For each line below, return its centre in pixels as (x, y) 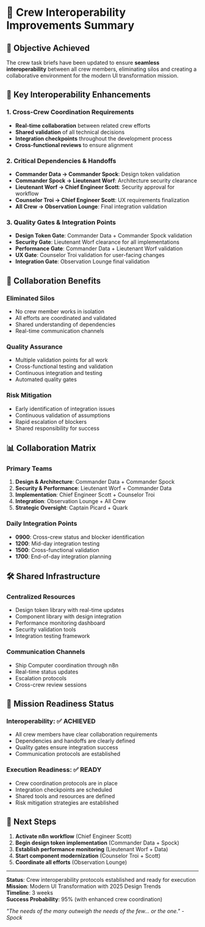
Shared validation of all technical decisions (70, 132)
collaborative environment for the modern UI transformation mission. (92, 75)
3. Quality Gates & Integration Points (61, 222)
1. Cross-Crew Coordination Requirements (70, 112)
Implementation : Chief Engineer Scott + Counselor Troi (85, 495)
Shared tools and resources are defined (65, 796)
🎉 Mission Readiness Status (60, 704)
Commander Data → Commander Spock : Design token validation (98, 174)
